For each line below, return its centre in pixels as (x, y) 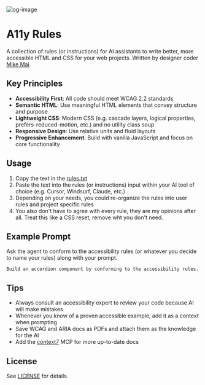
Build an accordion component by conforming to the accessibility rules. (103, 269)
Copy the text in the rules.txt (51, 178)
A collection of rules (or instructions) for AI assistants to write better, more (100, 51)
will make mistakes (39, 309)
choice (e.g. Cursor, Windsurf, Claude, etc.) (70, 191)
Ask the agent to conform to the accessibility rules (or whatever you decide (102, 251)
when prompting (36, 322)
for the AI (27, 335)
